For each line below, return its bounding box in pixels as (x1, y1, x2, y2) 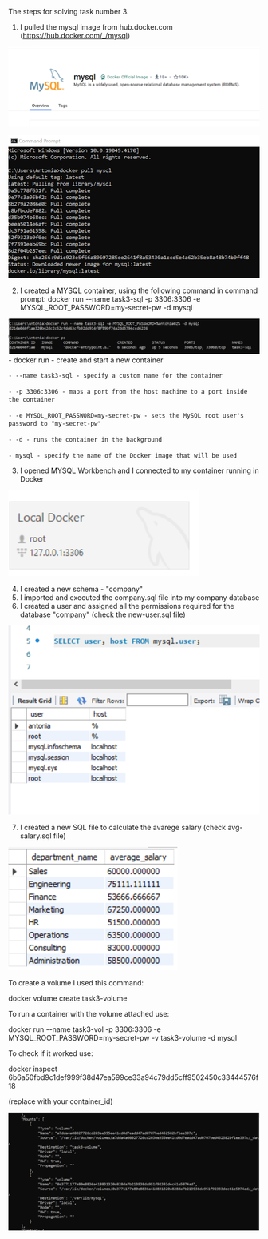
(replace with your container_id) (8, 1096, 113, 1106)
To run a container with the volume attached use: (8, 1009, 170, 1018)
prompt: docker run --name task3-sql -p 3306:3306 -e (19, 294, 201, 303)
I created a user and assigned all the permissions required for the (19, 601, 235, 610)
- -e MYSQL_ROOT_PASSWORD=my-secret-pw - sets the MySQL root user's (8, 411, 245, 419)
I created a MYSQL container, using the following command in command (19, 286, 258, 295)
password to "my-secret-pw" (8, 419, 102, 427)
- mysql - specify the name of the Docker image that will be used (8, 451, 238, 459)
